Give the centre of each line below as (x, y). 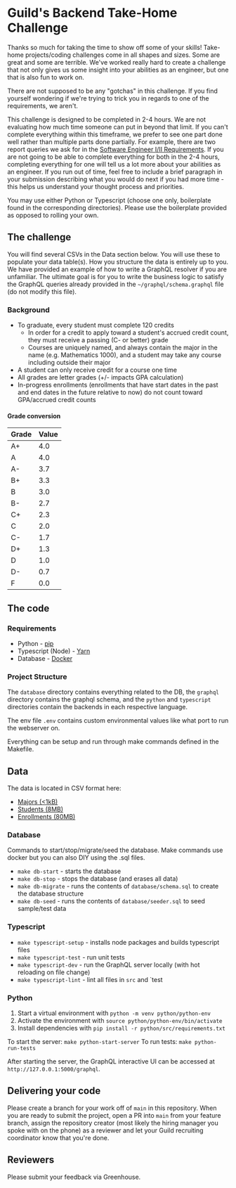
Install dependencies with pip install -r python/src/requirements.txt (122, 1028)
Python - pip (35, 643)
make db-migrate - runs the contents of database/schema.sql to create (118, 886)
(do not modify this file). (42, 291)
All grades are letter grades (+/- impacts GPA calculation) (100, 377)
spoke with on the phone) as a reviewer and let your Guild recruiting (105, 1130)
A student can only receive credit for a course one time (97, 370)
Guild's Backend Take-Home (92, 13)
